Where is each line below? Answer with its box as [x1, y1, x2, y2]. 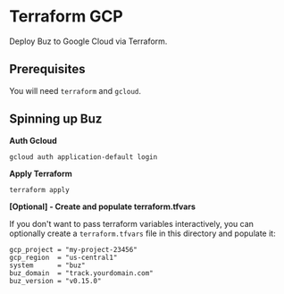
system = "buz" [9, 261, 87, 270]
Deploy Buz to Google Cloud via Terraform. [9, 36, 168, 46]
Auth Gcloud [9, 135, 58, 146]
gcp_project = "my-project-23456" [9, 245, 138, 254]
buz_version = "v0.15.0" [9, 276, 102, 285]
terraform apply [9, 185, 70, 194]
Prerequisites [9, 62, 86, 77]
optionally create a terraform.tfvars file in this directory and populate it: [9, 228, 276, 239]
